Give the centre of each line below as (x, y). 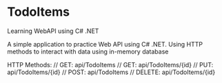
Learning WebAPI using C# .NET (53, 31)
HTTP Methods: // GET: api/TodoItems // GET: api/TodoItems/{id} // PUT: (110, 64)
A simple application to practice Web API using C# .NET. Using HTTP (105, 44)
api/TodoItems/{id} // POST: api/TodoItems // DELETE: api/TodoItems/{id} (111, 72)
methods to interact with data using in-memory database (88, 51)
